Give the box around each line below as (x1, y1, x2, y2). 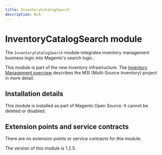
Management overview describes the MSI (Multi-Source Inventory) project (5, 70, 157, 76)
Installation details (5, 89, 63, 98)
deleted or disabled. (5, 108, 46, 114)
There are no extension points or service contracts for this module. (5, 136, 142, 142)
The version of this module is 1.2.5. (5, 145, 76, 152)
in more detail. (5, 75, 35, 81)
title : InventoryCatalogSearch (5, 7, 70, 12)
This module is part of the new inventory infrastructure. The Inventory (5, 65, 148, 71)
